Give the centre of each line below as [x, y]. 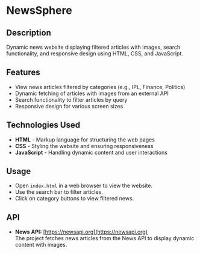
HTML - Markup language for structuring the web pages [85, 140]
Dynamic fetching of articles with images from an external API [92, 93]
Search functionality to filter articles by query [71, 99]
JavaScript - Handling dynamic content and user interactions [91, 152]
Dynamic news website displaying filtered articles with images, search [93, 47]
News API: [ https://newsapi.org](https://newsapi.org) [81, 232]
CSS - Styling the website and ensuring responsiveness [84, 146]
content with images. [41, 245]
